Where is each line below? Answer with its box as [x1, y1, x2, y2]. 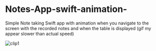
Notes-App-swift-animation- [5, 3, 127, 15]
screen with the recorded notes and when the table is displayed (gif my [5, 25, 152, 31]
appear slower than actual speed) [5, 30, 74, 36]
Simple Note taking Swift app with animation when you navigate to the [5, 20, 149, 26]
